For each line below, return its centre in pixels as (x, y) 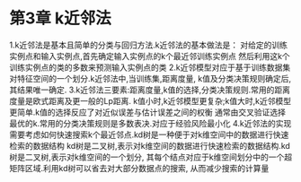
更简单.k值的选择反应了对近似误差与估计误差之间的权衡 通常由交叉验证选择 (147, 112)
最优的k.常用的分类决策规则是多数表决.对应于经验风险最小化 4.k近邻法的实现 (150, 123)
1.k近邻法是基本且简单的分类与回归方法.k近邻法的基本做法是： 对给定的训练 (149, 45)
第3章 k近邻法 (60, 18)
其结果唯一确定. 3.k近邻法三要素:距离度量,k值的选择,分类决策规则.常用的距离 (150, 90)
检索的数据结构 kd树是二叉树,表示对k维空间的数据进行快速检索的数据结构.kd (150, 145)
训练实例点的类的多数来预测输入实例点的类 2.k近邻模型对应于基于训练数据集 (150, 67)
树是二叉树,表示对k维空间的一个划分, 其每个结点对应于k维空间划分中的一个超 (151, 157)
